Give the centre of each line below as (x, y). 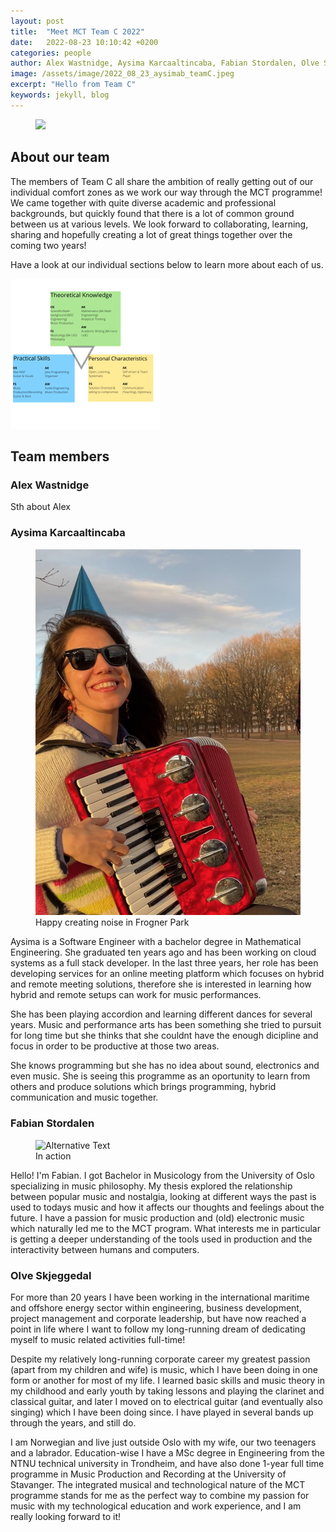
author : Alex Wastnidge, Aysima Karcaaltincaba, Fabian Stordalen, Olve (165, 63)
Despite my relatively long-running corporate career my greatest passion (160, 1359)
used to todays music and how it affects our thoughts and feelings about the (167, 1207)
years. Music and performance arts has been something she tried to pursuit (166, 1025)
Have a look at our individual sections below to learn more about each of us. (167, 264)
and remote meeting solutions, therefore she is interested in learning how (161, 984)
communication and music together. (84, 1097)
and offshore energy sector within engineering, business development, (156, 1308)
